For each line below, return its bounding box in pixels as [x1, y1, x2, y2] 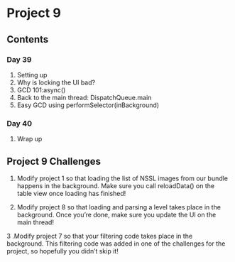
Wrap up [16, 135, 43, 143]
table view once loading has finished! [16, 189, 126, 197]
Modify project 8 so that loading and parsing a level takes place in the [16, 202, 222, 211]
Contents [6, 33, 49, 45]
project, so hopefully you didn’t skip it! [6, 246, 119, 255]
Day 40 [6, 119, 33, 129]
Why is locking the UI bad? [16, 78, 96, 87]
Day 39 [6, 55, 32, 65]
